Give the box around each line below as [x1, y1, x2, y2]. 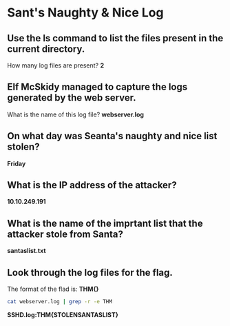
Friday [7, 159, 26, 167]
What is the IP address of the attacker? [7, 179, 177, 191]
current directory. [7, 43, 85, 54]
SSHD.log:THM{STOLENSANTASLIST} [7, 310, 119, 318]
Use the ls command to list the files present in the [7, 32, 224, 44]
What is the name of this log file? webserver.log [7, 110, 145, 119]
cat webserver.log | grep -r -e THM [7, 298, 112, 305]
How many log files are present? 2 [7, 61, 105, 70]
